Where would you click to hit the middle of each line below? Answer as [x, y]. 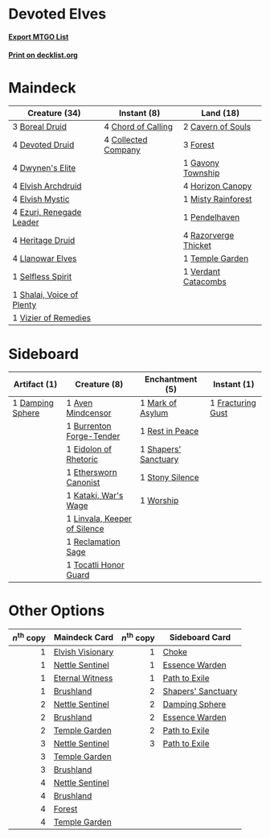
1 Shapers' [160, 449]
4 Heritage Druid [44, 241]
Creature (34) [55, 114]
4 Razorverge [209, 236]
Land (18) [220, 114]
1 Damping [33, 403]
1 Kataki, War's [95, 496]
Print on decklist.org [43, 55]
